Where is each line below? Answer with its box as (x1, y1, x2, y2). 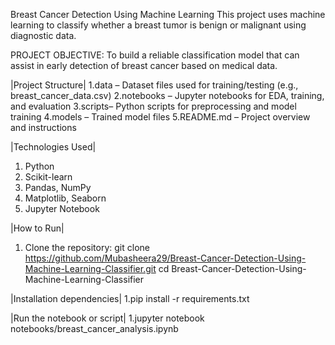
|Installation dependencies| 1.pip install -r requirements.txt (10, 293, 250, 304)
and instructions (10, 122, 77, 133)
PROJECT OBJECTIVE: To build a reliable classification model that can (10, 49, 300, 61)
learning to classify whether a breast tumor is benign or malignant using (10, 19, 307, 31)
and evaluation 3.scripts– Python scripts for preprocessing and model (10, 100, 297, 112)
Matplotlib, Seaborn (24, 192, 107, 204)
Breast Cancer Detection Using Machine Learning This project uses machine (10, 9, 326, 20)
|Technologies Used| (10, 141, 97, 153)
